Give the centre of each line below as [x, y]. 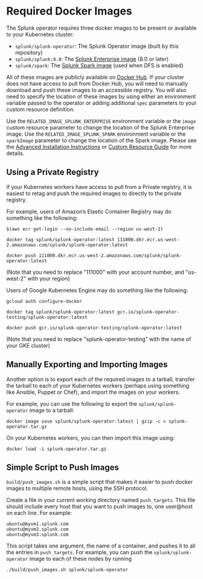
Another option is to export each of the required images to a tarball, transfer [101, 379]
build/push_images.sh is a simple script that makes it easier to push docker [100, 482]
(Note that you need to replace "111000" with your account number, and [95, 272]
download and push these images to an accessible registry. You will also [96, 90]
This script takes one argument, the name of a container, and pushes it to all [101, 546]
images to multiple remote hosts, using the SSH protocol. [77, 488]
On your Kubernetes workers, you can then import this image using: [91, 438]
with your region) [49, 278]
